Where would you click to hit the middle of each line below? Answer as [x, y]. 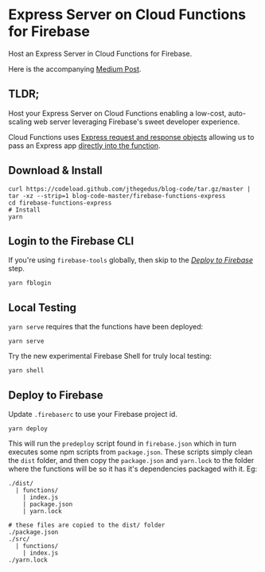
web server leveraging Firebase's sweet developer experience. [136, 122]
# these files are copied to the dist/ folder [87, 525]
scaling [20, 122]
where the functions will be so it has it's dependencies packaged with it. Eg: [133, 469]
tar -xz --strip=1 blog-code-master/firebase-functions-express [117, 196]
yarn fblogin [30, 283]
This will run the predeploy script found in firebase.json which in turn [123, 444]
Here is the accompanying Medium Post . [75, 68]
